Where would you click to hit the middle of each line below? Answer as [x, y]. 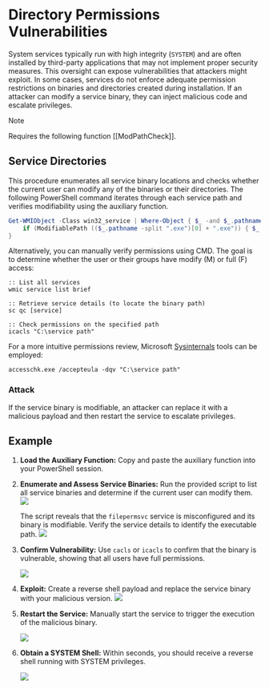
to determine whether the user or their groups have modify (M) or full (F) [128, 260]
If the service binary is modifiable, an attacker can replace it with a [118, 407]
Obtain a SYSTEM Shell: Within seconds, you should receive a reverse [137, 653]
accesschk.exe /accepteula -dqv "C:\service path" [94, 370]
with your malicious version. [66, 598]
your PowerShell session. [62, 469]
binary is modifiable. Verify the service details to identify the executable [138, 525]
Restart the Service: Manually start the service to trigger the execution [137, 614]
